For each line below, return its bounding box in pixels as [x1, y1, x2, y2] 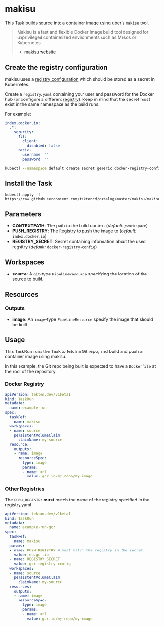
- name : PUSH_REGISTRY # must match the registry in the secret [9, 548, 143, 552]
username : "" [22, 152, 49, 157]
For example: [5, 111, 32, 117]
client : [22, 139, 38, 144]
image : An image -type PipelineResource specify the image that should [12, 316, 153, 322]
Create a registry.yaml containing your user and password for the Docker [5, 91, 155, 97]
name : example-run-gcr [9, 525, 56, 530]
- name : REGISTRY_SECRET [9, 557, 60, 562]
